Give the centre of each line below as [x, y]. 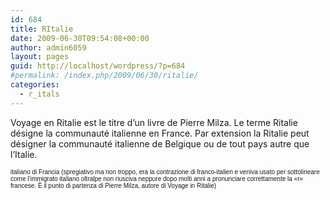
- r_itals [39, 94]
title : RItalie [42, 29]
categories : [35, 85]
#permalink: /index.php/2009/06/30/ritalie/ [104, 76]
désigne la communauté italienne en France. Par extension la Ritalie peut [160, 133]
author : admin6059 [48, 47]
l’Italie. [24, 154]
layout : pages [40, 57]
